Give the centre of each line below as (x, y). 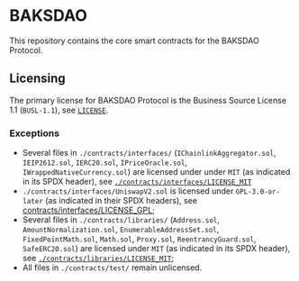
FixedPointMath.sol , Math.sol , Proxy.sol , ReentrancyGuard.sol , (139, 239)
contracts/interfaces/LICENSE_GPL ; (88, 210)
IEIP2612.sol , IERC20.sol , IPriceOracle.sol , (104, 162)
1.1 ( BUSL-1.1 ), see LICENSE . (59, 110)
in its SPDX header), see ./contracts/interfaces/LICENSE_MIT (137, 182)
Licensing (37, 79)
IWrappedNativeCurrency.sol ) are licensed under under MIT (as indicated (156, 172)
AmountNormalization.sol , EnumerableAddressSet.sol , (121, 230)
